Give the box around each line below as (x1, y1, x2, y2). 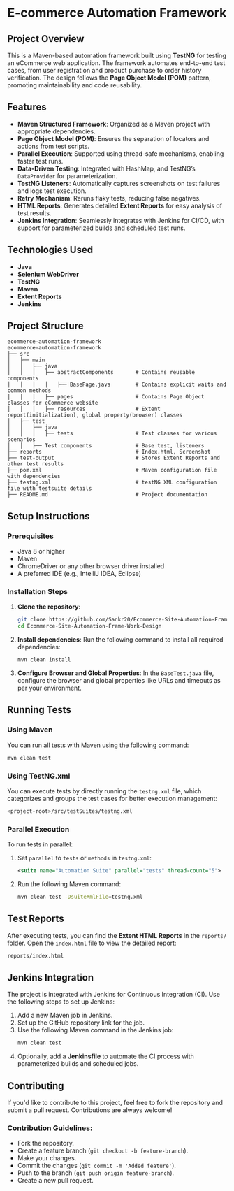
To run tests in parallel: (7, 840, 73, 849)
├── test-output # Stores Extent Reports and (7, 454, 220, 462)
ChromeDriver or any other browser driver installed (17, 562, 165, 570)
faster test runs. (17, 157, 64, 165)
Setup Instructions (7, 510, 90, 522)
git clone (17, 616, 47, 623)
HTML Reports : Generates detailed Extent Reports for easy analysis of (17, 201, 222, 210)
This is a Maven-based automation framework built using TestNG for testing (7, 51, 226, 59)
